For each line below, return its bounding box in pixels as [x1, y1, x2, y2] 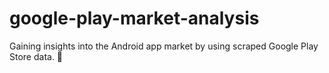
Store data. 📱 [9, 50, 64, 62]
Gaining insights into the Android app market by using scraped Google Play [9, 40, 319, 52]
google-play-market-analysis [9, 7, 260, 30]
